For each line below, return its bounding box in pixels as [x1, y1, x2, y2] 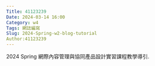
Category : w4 [6, 19, 39, 25]
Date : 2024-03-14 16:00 [6, 14, 66, 20]
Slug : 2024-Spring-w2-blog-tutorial [6, 31, 97, 37]
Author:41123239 [6, 36, 46, 42]
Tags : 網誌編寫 [6, 25, 41, 31]
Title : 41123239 [6, 8, 46, 15]
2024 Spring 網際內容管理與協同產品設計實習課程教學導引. [6, 53, 150, 60]
